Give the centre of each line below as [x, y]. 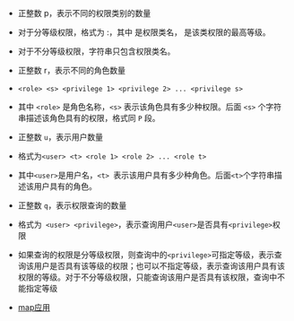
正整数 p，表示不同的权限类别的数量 [84, 13]
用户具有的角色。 [65, 186]
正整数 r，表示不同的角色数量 [72, 70]
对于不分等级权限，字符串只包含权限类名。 [96, 51]
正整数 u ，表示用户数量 [60, 137]
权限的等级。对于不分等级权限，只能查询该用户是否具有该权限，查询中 [147, 277]
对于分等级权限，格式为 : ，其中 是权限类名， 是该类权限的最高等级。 [144, 32]
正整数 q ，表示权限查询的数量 [72, 205]
